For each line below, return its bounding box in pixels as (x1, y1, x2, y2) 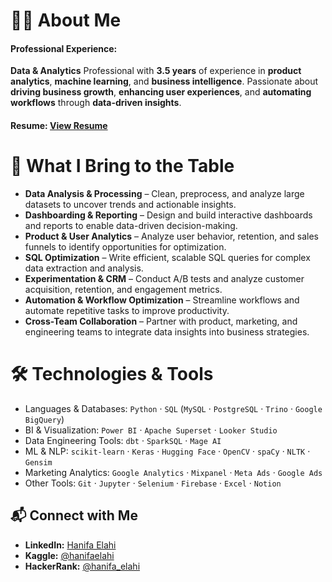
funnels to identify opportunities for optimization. (24, 240, 227, 253)
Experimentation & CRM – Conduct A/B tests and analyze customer (24, 272, 305, 284)
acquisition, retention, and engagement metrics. (24, 283, 223, 295)
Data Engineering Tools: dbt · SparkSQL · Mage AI (24, 434, 222, 446)
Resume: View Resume (10, 119, 108, 131)
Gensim (24, 457, 53, 468)
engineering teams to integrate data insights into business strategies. (24, 325, 310, 338)
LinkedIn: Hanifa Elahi (24, 539, 117, 551)
